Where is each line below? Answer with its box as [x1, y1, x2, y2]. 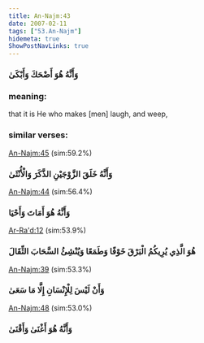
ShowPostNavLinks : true [8, 42, 89, 50]
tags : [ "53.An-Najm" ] [8, 27, 82, 35]
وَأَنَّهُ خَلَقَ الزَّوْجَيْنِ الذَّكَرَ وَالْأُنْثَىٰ [8, 168, 113, 180]
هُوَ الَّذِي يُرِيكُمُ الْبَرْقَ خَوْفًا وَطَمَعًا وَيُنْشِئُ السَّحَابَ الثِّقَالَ [8, 245, 197, 257]
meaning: [8, 90, 47, 102]
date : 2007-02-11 [8, 20, 67, 28]
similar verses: [8, 129, 68, 141]
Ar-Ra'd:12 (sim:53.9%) [8, 225, 87, 236]
